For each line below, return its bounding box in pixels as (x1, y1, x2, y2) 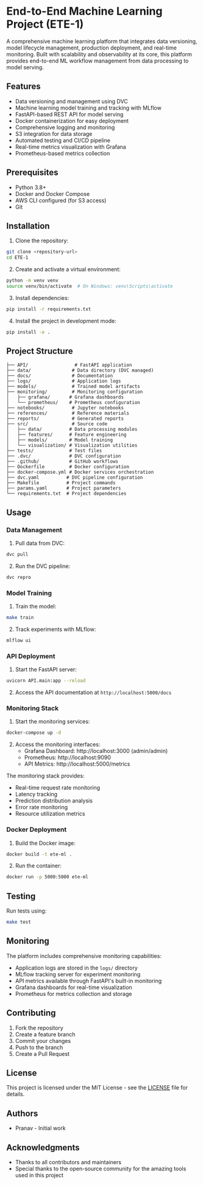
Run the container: (15, 862, 62, 870)
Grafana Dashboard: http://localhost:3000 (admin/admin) (24, 747, 168, 755)
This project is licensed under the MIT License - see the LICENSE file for (6, 1084, 188, 1091)
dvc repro (6, 574, 32, 580)
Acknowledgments (6, 1142, 80, 1153)
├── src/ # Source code (6, 421, 108, 427)
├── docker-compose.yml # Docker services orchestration (6, 469, 154, 476)
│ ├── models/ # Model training (6, 437, 113, 443)
